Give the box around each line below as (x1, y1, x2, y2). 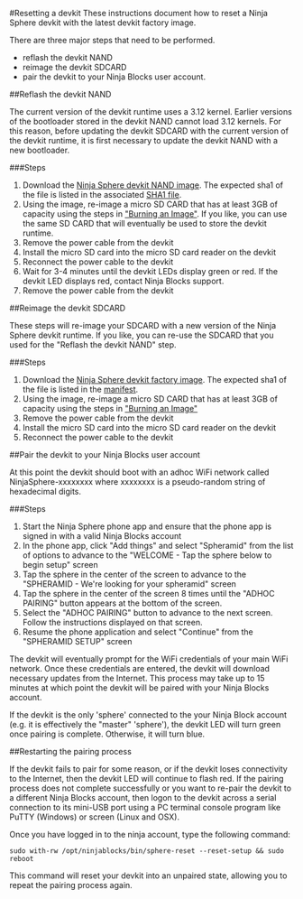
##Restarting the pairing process (9, 746, 133, 756)
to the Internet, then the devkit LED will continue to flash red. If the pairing (9, 774, 284, 783)
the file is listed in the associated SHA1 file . (22, 190, 182, 199)
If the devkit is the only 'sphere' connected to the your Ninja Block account (9, 709, 287, 720)
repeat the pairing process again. (9, 880, 133, 890)
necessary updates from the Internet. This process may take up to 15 (9, 672, 265, 683)
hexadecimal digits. (9, 487, 82, 496)
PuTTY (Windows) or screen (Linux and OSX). (9, 811, 180, 822)
